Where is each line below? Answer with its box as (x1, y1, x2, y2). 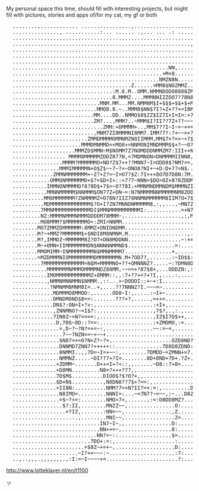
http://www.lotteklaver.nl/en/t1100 (6, 467, 89, 474)
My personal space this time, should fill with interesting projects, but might (6, 5, 188, 12)
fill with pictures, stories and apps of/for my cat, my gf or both (6, 11, 158, 18)
